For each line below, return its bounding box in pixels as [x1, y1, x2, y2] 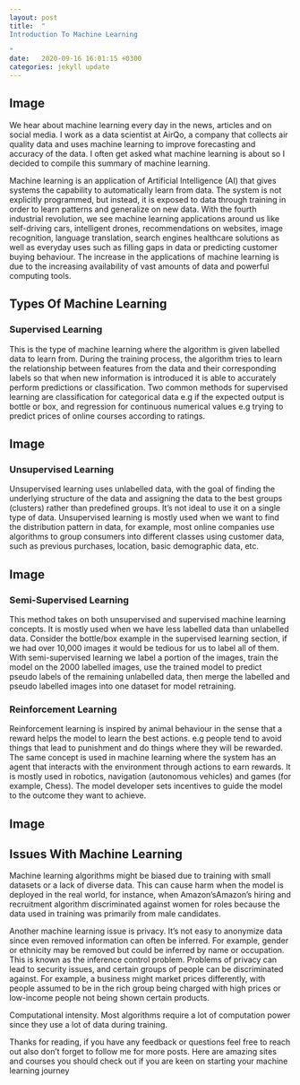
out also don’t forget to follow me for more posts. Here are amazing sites [9, 1046, 278, 1057]
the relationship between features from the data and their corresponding [9, 362, 277, 373]
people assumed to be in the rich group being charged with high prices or [9, 983, 281, 994]
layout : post [9, 13, 58, 22]
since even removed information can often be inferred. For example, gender [9, 935, 289, 946]
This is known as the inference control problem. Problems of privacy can [9, 954, 278, 965]
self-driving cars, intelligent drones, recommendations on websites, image [9, 222, 284, 233]
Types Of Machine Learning [9, 297, 167, 312]
